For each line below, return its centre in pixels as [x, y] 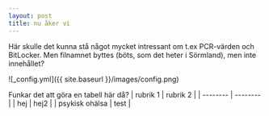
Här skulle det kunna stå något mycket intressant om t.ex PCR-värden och [131, 46]
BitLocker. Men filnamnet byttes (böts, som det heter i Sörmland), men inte [132, 55]
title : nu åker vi [39, 23]
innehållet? [26, 63]
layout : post [30, 16]
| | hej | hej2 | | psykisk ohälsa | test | [69, 103]
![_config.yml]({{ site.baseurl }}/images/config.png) [94, 79]
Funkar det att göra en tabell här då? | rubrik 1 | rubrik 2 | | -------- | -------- [134, 94]
